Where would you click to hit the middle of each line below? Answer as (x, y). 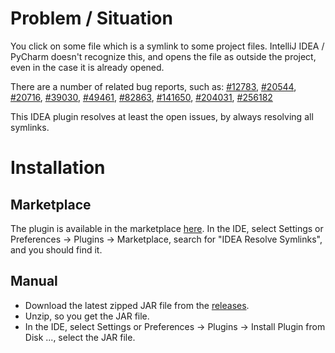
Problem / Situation (91, 18)
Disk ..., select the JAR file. (80, 337)
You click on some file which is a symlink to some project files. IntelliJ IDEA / (167, 46)
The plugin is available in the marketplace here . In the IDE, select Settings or (167, 228)
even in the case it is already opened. (87, 67)
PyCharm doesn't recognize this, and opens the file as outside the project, (163, 56)
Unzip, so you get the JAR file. (87, 316)
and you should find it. (56, 249)
